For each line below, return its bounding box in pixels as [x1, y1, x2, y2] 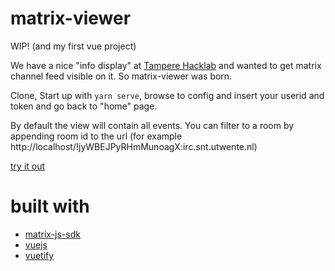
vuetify [24, 249, 55, 261]
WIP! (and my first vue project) [10, 40, 137, 52]
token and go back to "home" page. [10, 100, 158, 112]
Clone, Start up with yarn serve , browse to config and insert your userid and [10, 89, 325, 101]
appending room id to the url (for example [10, 130, 183, 142]
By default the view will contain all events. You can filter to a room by [10, 119, 295, 131]
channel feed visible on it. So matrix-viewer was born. [10, 70, 233, 82]
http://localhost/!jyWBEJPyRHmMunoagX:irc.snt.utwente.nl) [10, 140, 258, 152]
